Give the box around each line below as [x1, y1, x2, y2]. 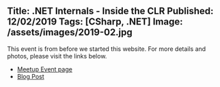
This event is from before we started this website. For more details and [7, 44, 206, 53]
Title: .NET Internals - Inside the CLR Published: [7, 5, 214, 17]
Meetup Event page [16, 65, 73, 73]
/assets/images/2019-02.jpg [7, 27, 133, 38]
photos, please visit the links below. [7, 52, 107, 60]
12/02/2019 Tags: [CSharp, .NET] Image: [7, 16, 183, 28]
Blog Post [16, 72, 44, 80]
